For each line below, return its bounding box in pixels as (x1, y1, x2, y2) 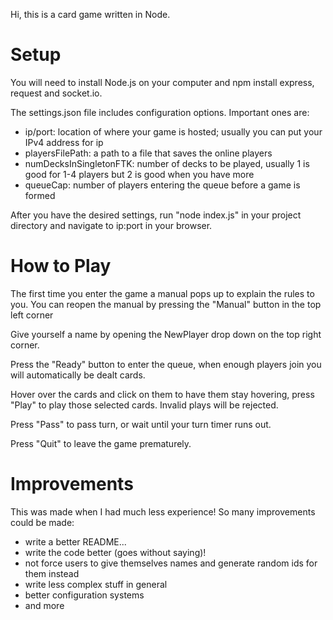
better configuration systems (24, 589, 145, 601)
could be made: (10, 516, 75, 528)
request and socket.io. (10, 87, 103, 99)
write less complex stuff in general (24, 578, 168, 590)
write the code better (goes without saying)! (24, 546, 207, 558)
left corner (10, 309, 54, 321)
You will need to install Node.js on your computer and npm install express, (10, 76, 315, 88)
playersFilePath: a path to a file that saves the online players (24, 147, 273, 159)
